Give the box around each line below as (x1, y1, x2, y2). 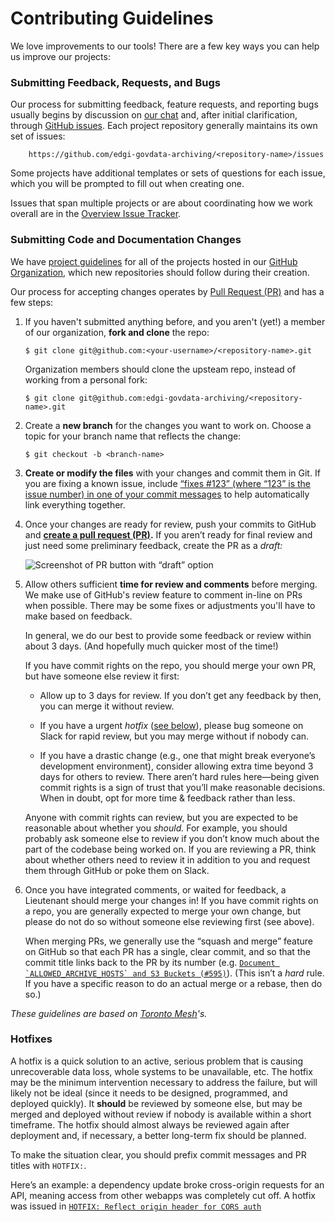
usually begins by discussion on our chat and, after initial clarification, (10, 109, 298, 121)
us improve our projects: (10, 50, 111, 62)
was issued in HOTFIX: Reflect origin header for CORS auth (10, 1200, 262, 1212)
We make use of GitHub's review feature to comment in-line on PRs (24, 588, 303, 601)
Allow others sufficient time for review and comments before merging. (24, 578, 318, 590)
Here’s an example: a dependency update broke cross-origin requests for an (10, 1178, 325, 1191)
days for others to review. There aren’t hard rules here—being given (39, 770, 320, 782)
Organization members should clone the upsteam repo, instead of (24, 363, 297, 375)
